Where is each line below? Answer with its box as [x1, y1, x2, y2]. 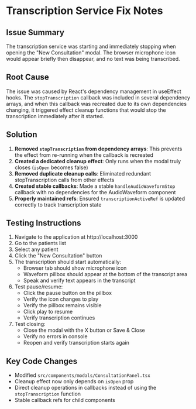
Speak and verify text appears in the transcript [23, 277, 136, 284]
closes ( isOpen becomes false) [14, 164, 89, 171]
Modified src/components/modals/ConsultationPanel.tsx [14, 372, 150, 379]
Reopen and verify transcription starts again [23, 339, 130, 346]
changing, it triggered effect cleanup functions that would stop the [6, 106, 166, 114]
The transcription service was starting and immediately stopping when [6, 43, 177, 50]
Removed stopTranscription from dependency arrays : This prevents [14, 145, 183, 152]
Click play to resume [23, 308, 73, 315]
